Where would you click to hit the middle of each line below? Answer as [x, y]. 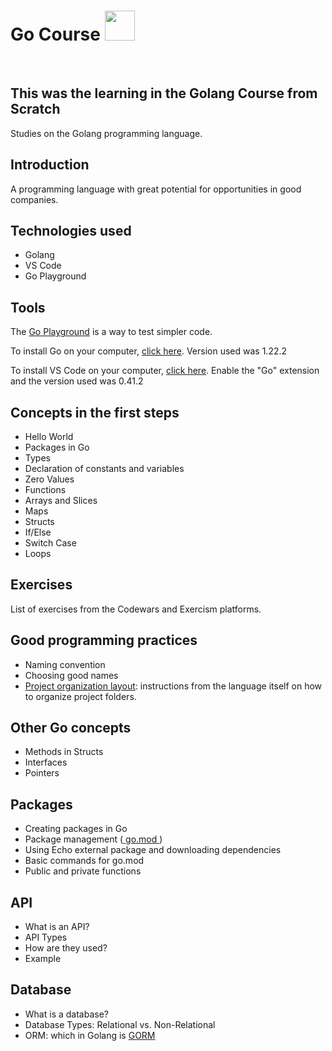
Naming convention [65, 664]
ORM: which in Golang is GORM [90, 1035]
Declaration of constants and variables [104, 468]
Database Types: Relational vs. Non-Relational [120, 1024]
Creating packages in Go [76, 829]
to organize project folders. [80, 696]
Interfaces [46, 762]
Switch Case [50, 543]
